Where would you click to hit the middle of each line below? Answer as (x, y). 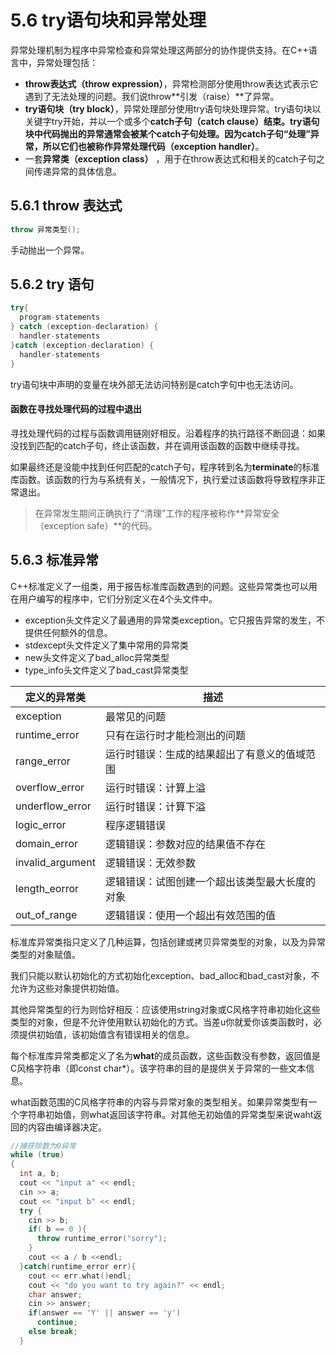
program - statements (60, 317)
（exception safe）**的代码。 (96, 525)
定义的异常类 (55, 697)
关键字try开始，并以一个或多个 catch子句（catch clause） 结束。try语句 (172, 121)
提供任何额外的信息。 (68, 632)
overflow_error (50, 787)
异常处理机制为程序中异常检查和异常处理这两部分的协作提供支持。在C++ (159, 50)
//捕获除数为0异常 (43, 1146)
